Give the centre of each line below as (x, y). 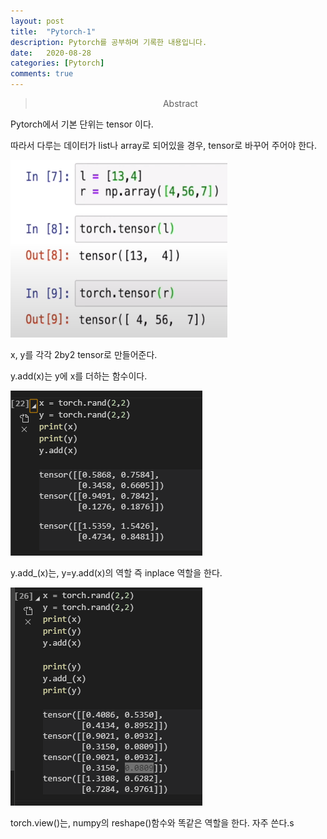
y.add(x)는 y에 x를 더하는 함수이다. (79, 376)
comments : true (42, 74)
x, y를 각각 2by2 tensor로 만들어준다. (84, 354)
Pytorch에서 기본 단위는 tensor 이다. (82, 124)
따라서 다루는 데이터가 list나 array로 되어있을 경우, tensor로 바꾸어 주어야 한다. (164, 145)
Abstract (180, 103)
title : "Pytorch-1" (53, 31)
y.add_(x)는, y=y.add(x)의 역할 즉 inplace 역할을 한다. (116, 573)
